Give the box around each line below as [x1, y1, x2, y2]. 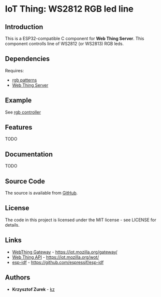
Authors [5, 273, 30, 282]
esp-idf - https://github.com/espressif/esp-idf [12, 259, 104, 265]
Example [5, 96, 32, 105]
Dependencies [5, 55, 50, 63]
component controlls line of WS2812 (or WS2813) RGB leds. [5, 41, 124, 47]
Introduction [5, 23, 44, 31]
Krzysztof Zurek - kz [12, 286, 55, 292]
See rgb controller [5, 109, 41, 115]
